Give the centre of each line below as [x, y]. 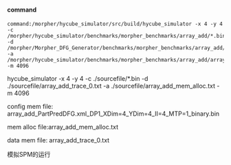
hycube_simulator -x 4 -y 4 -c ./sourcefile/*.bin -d [78, 79]
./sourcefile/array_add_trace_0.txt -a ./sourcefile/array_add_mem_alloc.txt [111, 86]
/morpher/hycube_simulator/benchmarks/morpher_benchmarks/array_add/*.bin [117, 36]
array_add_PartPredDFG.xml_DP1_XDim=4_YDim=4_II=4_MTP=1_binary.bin [113, 114]
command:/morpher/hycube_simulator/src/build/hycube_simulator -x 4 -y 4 [115, 24]
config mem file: [30, 107]
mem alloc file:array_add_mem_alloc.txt [63, 127]
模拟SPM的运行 [29, 155]
